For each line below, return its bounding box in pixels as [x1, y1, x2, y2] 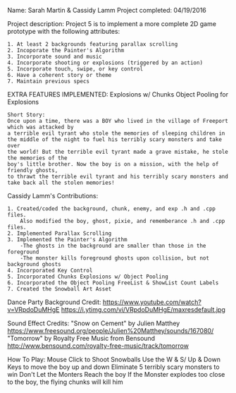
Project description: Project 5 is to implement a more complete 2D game [7, 20, 217, 28]
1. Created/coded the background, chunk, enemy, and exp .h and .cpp [7, 205, 216, 212]
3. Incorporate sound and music [7, 53, 102, 60]
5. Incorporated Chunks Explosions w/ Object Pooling [7, 273, 169, 280]
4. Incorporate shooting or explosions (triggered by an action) [7, 59, 203, 66]
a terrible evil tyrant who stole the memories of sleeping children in [7, 130, 225, 137]
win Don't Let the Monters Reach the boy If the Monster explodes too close [7, 370, 225, 378]
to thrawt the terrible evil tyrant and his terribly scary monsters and [7, 173, 229, 180]
